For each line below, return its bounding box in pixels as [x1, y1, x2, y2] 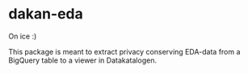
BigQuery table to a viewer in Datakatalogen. [8, 55, 158, 65]
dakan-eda [8, 5, 83, 23]
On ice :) [8, 31, 37, 41]
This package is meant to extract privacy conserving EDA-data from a [8, 47, 241, 56]
